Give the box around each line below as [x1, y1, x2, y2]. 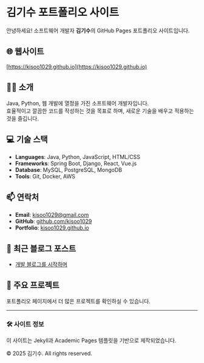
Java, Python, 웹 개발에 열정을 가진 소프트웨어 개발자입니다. [6, 99, 149, 107]
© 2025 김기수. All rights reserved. [6, 350, 92, 357]
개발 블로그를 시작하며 [15, 261, 68, 268]
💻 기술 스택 [6, 134, 48, 144]
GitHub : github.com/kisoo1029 [15, 217, 92, 225]
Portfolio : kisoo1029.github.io [15, 224, 89, 231]
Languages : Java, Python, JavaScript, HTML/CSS [15, 153, 141, 161]
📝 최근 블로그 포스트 [6, 243, 76, 253]
